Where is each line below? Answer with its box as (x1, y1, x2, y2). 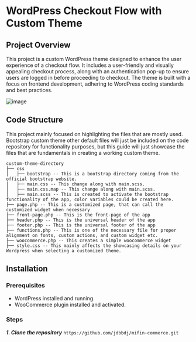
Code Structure (6, 115, 63, 125)
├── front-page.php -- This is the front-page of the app (6, 212, 150, 218)
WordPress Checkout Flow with (6, 4, 162, 18)
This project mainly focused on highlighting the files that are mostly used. (6, 130, 183, 137)
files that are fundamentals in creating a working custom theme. (6, 149, 160, 156)
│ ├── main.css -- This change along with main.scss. (6, 181, 145, 187)
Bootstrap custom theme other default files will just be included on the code (6, 137, 189, 144)
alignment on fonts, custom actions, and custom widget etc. (6, 232, 159, 238)
